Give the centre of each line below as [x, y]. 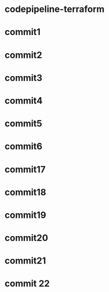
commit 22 [27, 284]
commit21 [25, 261]
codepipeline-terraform [55, 9]
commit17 [25, 169]
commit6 [24, 146]
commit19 [25, 215]
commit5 [24, 124]
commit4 [24, 100]
